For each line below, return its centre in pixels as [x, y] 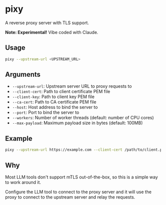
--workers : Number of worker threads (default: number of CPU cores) [83, 118]
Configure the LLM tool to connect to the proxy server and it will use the [78, 192]
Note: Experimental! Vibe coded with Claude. [52, 32]
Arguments [23, 75]
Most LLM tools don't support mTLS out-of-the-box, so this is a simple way [82, 177]
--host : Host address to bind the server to [55, 107]
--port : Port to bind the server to [46, 112]
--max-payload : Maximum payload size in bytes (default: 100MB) [78, 123]
